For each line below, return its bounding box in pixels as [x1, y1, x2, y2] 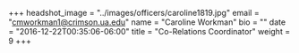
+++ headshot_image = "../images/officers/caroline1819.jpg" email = [8, 8, 261, 18]
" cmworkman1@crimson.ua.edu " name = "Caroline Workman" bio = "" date [8, 17, 286, 27]
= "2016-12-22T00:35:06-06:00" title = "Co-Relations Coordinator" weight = [8, 26, 291, 36]
